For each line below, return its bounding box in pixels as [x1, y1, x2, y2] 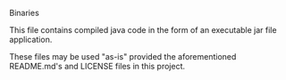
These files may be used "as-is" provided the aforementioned [9, 52, 237, 61]
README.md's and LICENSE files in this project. [9, 61, 186, 71]
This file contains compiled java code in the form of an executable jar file [9, 25, 277, 35]
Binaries [9, 8, 40, 18]
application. [9, 35, 53, 44]
